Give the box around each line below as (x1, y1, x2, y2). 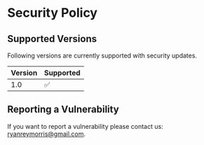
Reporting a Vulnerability (7, 104, 119, 116)
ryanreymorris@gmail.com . (7, 130, 86, 138)
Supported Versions (7, 33, 97, 45)
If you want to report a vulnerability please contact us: (7, 122, 163, 130)
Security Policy (7, 5, 98, 21)
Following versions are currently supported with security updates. (7, 51, 198, 60)
